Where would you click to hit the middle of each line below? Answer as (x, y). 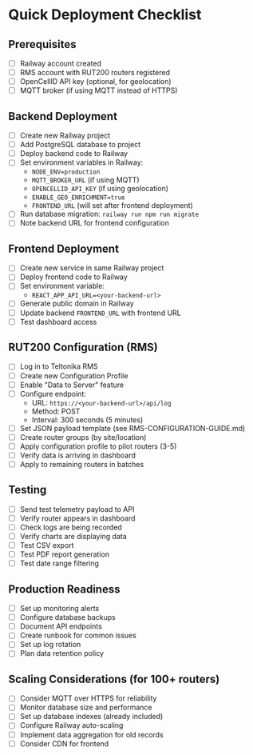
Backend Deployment (63, 116)
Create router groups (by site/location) (83, 437)
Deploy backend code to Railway (74, 154)
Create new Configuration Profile (74, 376)
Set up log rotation (50, 645)
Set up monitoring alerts (59, 609)
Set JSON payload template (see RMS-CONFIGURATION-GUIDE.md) (132, 428)
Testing (28, 490)
